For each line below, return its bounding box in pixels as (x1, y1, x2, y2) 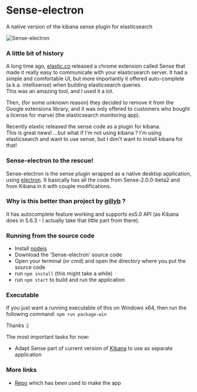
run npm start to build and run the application (14, 276, 125, 284)
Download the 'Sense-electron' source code (14, 251, 122, 258)
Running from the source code (6, 231, 95, 239)
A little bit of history (6, 49, 64, 57)
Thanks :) (6, 322, 29, 329)
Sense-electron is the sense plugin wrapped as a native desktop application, (6, 170, 192, 177)
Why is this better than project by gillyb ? (6, 197, 126, 205)
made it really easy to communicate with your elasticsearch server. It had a (6, 69, 188, 76)
